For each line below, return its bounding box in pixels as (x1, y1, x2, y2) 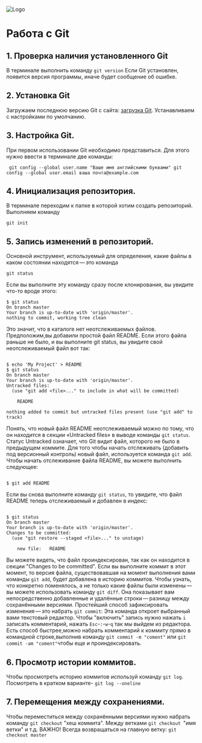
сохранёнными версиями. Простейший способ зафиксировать (6, 601, 169, 609)
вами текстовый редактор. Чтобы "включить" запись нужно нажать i (6, 614, 186, 621)
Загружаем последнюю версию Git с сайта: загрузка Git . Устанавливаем (6, 106, 195, 114)
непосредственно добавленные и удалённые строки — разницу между (6, 595, 190, 602)
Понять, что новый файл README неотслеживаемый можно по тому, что (6, 425, 194, 432)
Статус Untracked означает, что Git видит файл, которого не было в (6, 437, 180, 445)
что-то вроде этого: (6, 287, 57, 295)
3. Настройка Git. (6, 130, 75, 141)
